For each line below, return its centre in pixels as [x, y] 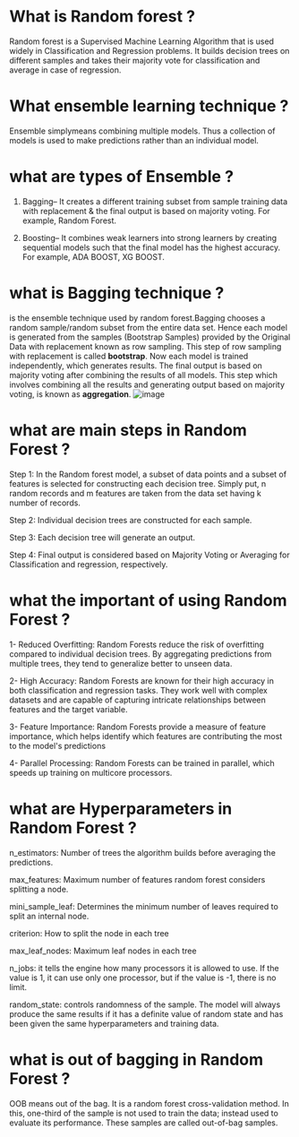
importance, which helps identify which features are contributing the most [146, 736]
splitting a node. [39, 889]
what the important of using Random [149, 600]
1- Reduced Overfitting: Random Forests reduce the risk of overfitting [137, 644]
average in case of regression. [65, 70]
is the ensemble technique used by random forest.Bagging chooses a [137, 318]
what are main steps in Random [128, 430]
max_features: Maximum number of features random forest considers [137, 879]
